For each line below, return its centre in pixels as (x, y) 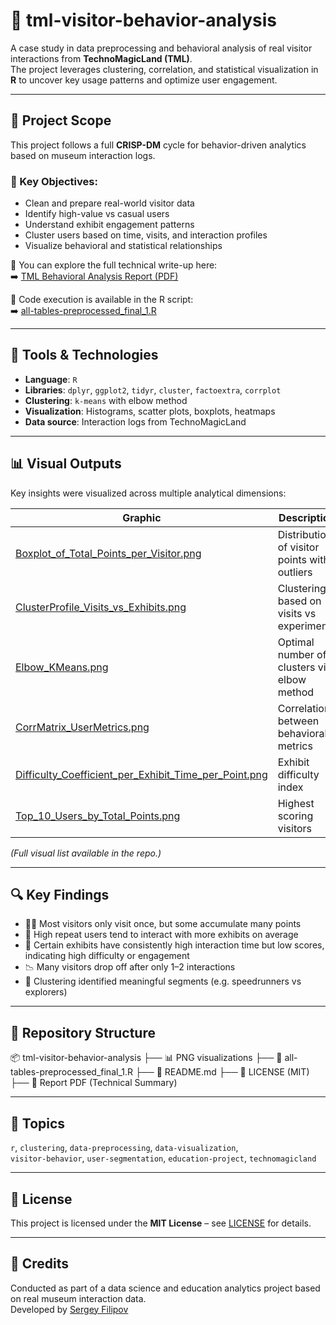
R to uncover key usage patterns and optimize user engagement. (144, 80)
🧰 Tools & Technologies (84, 355)
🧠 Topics (38, 1123)
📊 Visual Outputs (66, 464)
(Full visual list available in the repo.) (86, 853)
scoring (295, 816)
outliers (295, 572)
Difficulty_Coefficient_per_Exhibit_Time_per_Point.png (141, 774)
